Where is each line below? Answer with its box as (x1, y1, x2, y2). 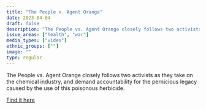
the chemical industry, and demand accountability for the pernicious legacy (6, 78, 197, 85)
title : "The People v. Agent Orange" (6, 9, 103, 15)
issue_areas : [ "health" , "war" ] (6, 32, 89, 38)
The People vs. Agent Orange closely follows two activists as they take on (6, 71, 193, 78)
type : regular (6, 55, 43, 61)
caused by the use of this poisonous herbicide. (6, 84, 125, 92)
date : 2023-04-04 (6, 15, 51, 21)
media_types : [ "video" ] (6, 37, 67, 43)
